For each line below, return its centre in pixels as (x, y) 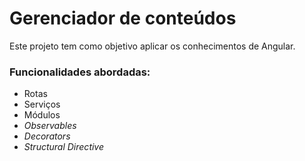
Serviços (42, 104)
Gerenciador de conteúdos (123, 18)
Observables (50, 126)
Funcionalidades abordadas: (80, 72)
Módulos (42, 115)
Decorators (47, 136)
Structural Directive (64, 147)
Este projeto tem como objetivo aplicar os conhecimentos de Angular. (152, 46)
